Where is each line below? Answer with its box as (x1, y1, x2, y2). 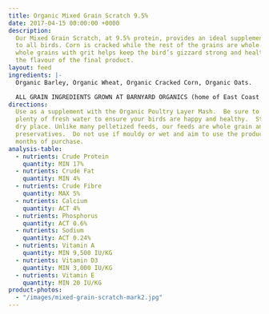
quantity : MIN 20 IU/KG (22, 279, 102, 287)
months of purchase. (15, 137, 84, 145)
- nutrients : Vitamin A (15, 241, 94, 250)
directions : (8, 101, 48, 109)
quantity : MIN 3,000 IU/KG (22, 264, 113, 272)
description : (8, 26, 52, 34)
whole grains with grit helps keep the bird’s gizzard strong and (15, 49, 242, 57)
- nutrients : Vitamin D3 (15, 256, 98, 264)
